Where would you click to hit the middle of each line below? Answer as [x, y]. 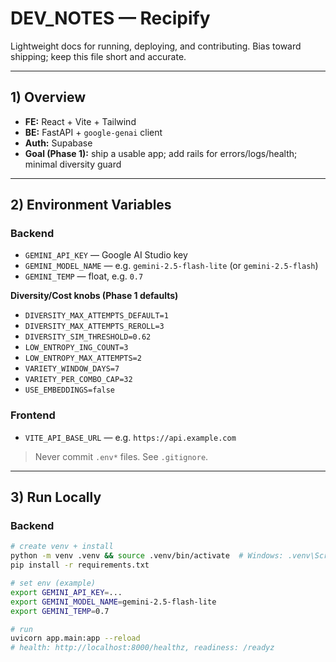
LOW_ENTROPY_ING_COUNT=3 [76, 348]
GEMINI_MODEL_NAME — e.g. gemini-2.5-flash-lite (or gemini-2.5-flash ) [171, 266]
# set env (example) [53, 583]
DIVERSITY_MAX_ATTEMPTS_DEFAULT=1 [96, 316]
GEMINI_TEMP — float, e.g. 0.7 [84, 276]
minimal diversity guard [73, 164]
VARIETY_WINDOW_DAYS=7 [72, 369]
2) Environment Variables [91, 205]
